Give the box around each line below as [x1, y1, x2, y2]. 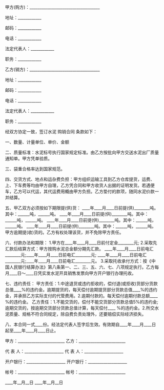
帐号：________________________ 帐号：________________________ [5, 369, 126, 375]
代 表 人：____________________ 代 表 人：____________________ [5, 349, 123, 354]
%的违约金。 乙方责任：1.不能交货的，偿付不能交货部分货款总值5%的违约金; [5, 299, 159, 305]
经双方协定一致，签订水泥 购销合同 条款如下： [5, 129, 98, 134]
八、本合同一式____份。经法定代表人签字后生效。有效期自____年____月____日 [5, 322, 156, 327]
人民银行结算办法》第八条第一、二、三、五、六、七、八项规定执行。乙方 [9, 264, 155, 270]
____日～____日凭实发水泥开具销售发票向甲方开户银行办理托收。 [9, 270, 137, 276]
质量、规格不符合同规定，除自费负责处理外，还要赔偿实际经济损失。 [9, 311, 146, 317]
